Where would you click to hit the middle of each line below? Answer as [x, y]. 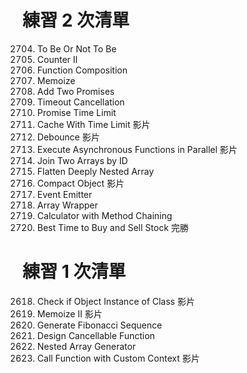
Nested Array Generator [86, 346]
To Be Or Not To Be [76, 48]
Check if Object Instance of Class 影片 [115, 301]
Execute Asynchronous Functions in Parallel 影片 [137, 149]
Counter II [57, 59]
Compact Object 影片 [80, 183]
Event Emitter [64, 194]
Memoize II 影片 [69, 313]
